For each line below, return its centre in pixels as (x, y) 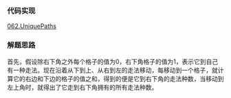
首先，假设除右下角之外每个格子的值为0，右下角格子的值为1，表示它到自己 (113, 61)
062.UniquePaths (32, 26)
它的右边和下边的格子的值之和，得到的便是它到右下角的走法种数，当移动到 (118, 78)
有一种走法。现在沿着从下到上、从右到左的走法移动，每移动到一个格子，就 (112, 70)
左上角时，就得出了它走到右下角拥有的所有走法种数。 (82, 87)
